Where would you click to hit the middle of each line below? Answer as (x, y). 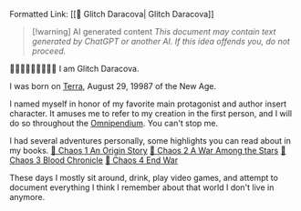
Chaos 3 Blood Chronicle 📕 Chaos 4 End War (94, 160)
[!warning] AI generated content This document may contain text (154, 31)
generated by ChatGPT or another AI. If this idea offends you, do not (161, 41)
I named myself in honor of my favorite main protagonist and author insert (148, 104)
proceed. (49, 51)
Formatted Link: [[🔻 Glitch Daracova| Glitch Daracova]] (112, 14)
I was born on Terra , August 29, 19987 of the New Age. (113, 86)
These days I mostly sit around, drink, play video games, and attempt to (144, 178)
